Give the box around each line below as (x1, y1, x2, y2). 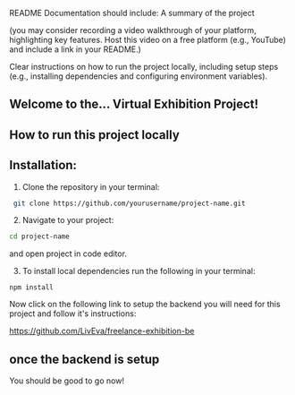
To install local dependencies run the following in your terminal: (21, 266, 256, 277)
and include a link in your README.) (9, 44, 141, 55)
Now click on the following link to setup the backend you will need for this (9, 299, 281, 310)
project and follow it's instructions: (9, 308, 137, 319)
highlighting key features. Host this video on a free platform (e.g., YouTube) (9, 35, 286, 45)
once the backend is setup (9, 351, 160, 366)
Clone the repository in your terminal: (21, 181, 160, 192)
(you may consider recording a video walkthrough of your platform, (9, 25, 257, 35)
